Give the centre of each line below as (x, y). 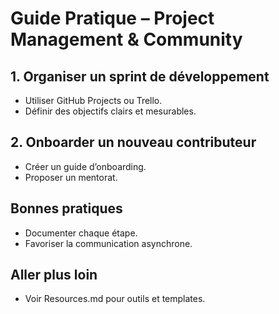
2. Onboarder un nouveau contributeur (133, 142)
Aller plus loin (54, 275)
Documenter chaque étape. (81, 233)
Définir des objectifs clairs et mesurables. (110, 111)
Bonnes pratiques (66, 208)
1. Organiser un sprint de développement (140, 76)
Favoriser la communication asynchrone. (108, 243)
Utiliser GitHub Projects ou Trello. (93, 100)
